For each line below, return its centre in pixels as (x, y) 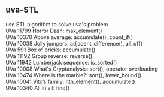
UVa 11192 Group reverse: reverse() (49, 56)
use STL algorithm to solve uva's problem (57, 24)
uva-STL (22, 10)
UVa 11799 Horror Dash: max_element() (54, 31)
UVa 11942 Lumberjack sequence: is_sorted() (61, 62)
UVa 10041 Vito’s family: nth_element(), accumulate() (70, 81)
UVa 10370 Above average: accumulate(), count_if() (69, 37)
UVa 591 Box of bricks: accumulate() (51, 50)
